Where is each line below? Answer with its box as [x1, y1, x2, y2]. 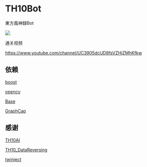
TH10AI [5, 137, 20, 143]
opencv [5, 88, 21, 94]
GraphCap [5, 108, 26, 114]
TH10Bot [5, 3, 42, 14]
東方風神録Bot [5, 20, 34, 26]
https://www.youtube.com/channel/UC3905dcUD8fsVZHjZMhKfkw [5, 50, 142, 56]
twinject [5, 156, 22, 162]
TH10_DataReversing [5, 147, 48, 153]
